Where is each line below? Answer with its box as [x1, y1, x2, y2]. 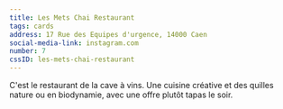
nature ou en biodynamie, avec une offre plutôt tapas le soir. [9, 89, 233, 100]
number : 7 [9, 47, 47, 56]
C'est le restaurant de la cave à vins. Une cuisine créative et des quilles [9, 80, 274, 90]
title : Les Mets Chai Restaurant [9, 13, 135, 23]
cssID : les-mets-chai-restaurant [9, 55, 135, 64]
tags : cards [9, 22, 54, 31]
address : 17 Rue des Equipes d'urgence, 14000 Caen [9, 30, 207, 39]
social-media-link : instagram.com [9, 38, 140, 48]
